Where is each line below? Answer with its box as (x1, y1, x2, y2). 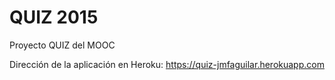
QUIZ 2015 (9, 6, 99, 29)
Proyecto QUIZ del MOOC (9, 39, 116, 51)
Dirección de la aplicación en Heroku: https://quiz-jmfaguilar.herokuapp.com (9, 58, 325, 70)
